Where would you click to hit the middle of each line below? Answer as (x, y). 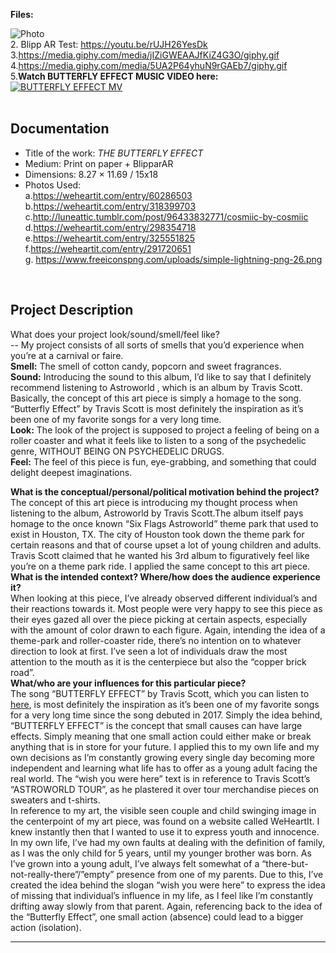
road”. (22, 672)
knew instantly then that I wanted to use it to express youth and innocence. (165, 831)
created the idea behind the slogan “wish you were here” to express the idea (168, 885)
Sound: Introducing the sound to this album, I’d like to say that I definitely (161, 376)
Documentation (60, 129)
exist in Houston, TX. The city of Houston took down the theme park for (157, 534)
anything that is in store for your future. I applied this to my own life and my (165, 746)
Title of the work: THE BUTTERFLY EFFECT (114, 153)
